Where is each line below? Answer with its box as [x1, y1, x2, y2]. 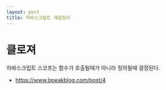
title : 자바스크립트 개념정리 [6, 15, 70, 21]
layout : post [6, 9, 40, 15]
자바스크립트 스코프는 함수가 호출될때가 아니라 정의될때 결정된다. [6, 64, 160, 72]
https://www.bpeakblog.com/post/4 [15, 77, 106, 84]
